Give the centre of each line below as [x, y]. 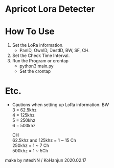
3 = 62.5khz [24, 110]
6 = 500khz [24, 126]
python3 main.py [36, 66]
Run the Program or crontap [40, 61]
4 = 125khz [23, 115]
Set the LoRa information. [38, 45]
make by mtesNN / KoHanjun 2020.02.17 [46, 160]
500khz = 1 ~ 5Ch [30, 151]
